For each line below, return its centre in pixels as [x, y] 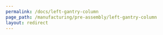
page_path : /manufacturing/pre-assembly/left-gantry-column [81, 17]
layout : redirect [27, 23]
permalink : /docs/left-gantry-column [52, 12]
